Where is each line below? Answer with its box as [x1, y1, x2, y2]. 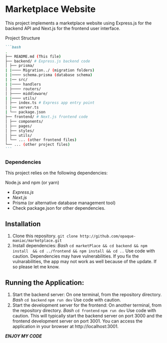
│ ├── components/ [5, 119, 43, 124]
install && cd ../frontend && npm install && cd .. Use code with [12, 248, 156, 254]
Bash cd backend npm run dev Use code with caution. [12, 297, 121, 303]
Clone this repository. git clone [12, 233, 78, 239]
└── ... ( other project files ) [5, 142, 70, 147]
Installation [5, 220, 41, 228]
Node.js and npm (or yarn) [5, 180, 60, 186]
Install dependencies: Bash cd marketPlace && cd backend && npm [12, 243, 148, 249]
